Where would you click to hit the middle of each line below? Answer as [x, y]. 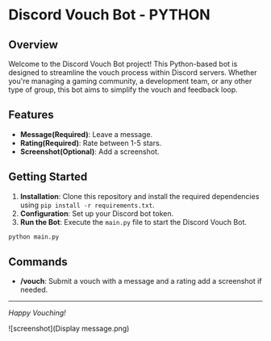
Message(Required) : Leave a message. [86, 134]
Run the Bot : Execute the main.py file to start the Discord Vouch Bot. [133, 222]
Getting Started [48, 177]
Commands [38, 262]
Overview [33, 45]
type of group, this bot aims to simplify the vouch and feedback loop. [123, 89]
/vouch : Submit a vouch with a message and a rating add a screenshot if [141, 281]
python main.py [34, 237]
